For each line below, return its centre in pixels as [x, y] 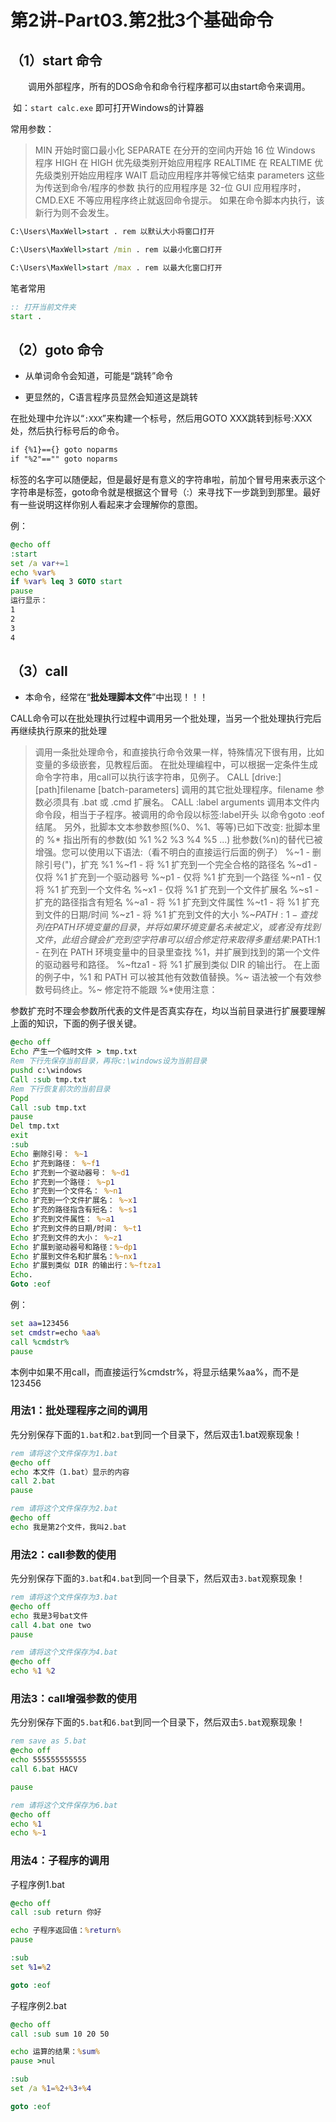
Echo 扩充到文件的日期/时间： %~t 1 [76, 1228]
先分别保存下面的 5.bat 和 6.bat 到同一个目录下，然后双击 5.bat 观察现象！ [158, 1722]
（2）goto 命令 [57, 349]
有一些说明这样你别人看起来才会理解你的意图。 [106, 504]
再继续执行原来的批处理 [58, 731]
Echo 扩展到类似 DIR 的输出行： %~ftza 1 [86, 1266]
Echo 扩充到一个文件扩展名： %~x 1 [74, 1201]
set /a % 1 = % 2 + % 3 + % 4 [51, 2089]
